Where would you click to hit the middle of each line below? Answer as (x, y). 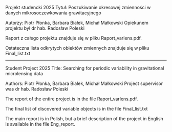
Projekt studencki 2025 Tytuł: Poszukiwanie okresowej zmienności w (78, 7)
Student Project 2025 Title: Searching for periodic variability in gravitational (85, 68)
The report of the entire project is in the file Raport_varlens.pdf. (72, 99)
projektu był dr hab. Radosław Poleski (45, 28)
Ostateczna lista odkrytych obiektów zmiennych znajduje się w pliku (77, 48)
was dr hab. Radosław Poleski (37, 89)
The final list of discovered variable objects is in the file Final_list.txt (77, 109)
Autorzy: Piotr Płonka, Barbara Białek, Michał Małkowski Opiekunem (77, 23)
